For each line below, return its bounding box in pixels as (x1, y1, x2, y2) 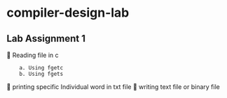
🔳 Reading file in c (6, 51, 59, 59)
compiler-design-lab (6, 5, 130, 21)
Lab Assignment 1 (6, 33, 85, 44)
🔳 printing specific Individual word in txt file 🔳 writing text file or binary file (6, 83, 220, 91)
